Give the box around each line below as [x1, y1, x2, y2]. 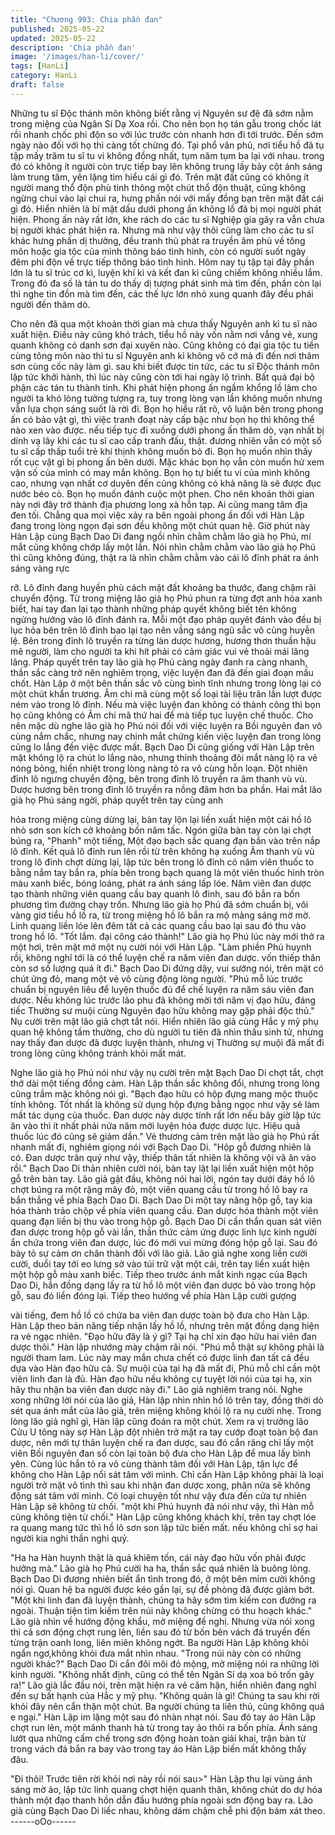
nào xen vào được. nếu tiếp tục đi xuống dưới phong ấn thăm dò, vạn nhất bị [10, 424, 325, 436]
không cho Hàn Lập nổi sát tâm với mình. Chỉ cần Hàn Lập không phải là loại [10, 1468, 324, 1480]
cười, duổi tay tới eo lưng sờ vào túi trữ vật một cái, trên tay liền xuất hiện [10, 1257, 310, 1270]
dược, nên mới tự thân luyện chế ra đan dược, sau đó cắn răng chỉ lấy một [10, 1436, 314, 1448]
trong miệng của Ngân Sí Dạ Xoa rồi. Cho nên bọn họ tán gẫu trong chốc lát [10, 117, 322, 130]
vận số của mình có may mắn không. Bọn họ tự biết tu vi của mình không [10, 466, 311, 478]
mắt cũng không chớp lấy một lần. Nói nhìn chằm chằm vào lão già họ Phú [10, 541, 317, 553]
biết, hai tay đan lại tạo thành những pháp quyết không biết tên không [10, 602, 297, 615]
